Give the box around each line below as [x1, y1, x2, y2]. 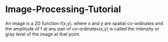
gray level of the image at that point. [5, 31, 81, 37]
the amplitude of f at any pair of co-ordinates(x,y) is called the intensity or [5, 25, 159, 31]
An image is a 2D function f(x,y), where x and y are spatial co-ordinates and [5, 20, 163, 26]
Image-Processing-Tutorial [5, 4, 121, 15]
